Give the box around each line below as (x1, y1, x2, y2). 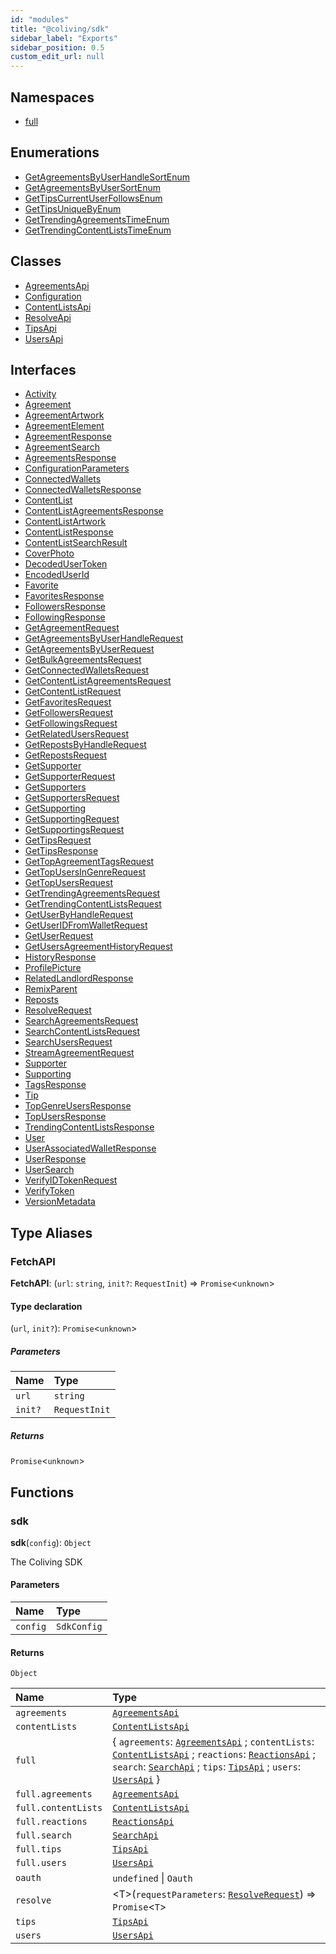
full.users (15, 1857, 67, 1869)
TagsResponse (24, 1079, 87, 1091)
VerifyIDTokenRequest (24, 1174, 118, 1186)
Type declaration (10, 1300, 83, 1312)
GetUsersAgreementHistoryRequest (24, 941, 173, 953)
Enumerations (10, 144, 100, 161)
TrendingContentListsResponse (24, 1121, 155, 1133)
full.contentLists (15, 1802, 103, 1814)
